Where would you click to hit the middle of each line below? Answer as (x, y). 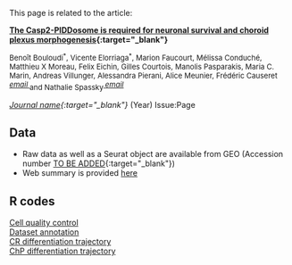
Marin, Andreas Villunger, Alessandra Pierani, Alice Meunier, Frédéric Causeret (144, 76)
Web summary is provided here (80, 173)
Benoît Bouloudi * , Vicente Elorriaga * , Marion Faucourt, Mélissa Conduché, (136, 58)
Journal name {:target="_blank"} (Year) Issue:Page (103, 104)
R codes (32, 201)
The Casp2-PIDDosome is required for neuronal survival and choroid (139, 30)
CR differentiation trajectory (60, 242)
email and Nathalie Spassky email (67, 86)
